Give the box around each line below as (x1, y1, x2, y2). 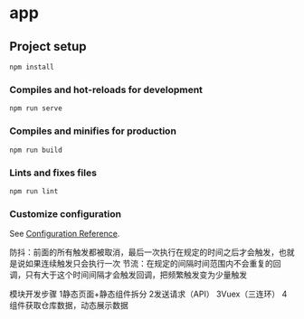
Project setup (9, 39, 88, 54)
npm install (9, 62, 54, 71)
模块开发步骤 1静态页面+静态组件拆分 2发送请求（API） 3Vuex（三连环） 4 (9, 288, 288, 300)
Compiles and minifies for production (9, 125, 176, 137)
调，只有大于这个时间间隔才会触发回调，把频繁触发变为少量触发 (9, 269, 247, 280)
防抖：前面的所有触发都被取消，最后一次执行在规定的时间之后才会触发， (9, 247, 279, 258)
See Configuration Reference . (9, 229, 120, 239)
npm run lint (9, 186, 59, 196)
